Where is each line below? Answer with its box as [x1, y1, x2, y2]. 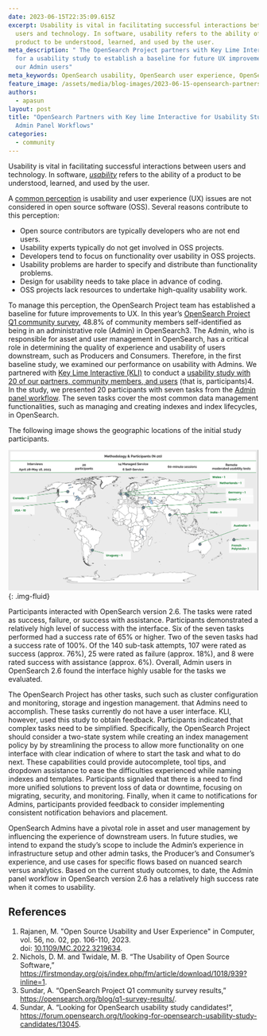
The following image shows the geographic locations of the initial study [8, 425, 242, 435]
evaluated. [8, 674, 43, 683]
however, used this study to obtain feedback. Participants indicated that [8, 715, 244, 725]
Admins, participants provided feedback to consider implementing [8, 799, 225, 809]
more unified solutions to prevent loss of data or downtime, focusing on [8, 783, 242, 792]
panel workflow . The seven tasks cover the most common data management [8, 393, 259, 403]
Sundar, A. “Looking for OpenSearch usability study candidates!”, [19, 1002, 234, 1012]
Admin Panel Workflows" [15, 122, 94, 130]
